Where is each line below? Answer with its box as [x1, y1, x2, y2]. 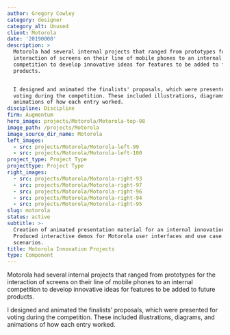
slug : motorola [7, 207, 51, 214]
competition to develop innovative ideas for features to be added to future [7, 286, 216, 294]
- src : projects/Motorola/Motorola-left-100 [13, 150, 142, 157]
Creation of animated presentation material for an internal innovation [13, 226, 225, 233]
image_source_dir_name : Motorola [7, 130, 103, 137]
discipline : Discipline [7, 105, 75, 112]
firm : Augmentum [7, 111, 53, 119]
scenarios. [13, 239, 44, 246]
